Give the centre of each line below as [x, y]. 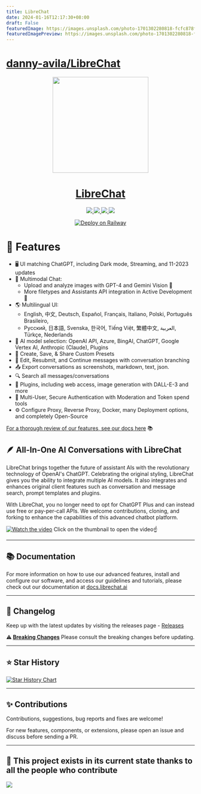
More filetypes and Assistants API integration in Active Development [108, 292]
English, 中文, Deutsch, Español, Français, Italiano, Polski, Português [108, 314]
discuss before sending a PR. [42, 737]
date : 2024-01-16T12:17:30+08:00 [48, 17]
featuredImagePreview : [34, 34]
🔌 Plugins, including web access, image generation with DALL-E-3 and [101, 384]
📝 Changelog [31, 611]
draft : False [22, 23]
